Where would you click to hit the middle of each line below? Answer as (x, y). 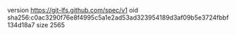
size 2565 (51, 25)
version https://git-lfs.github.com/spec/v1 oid (73, 10)
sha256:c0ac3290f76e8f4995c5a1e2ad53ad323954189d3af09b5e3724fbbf (118, 17)
